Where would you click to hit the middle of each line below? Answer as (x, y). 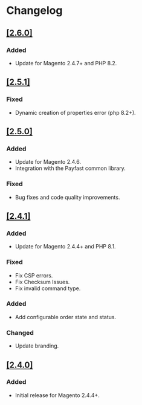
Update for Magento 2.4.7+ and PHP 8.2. (66, 63)
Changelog (34, 11)
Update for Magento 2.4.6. (48, 162)
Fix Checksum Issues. (42, 282)
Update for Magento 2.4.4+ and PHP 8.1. (65, 247)
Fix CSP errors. (34, 275)
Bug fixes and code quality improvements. (67, 197)
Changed (20, 332)
